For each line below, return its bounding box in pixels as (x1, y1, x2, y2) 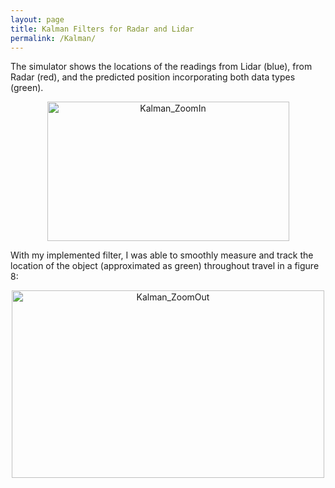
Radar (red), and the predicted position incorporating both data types (10, 71, 296, 83)
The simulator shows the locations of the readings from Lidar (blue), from (10, 61, 313, 73)
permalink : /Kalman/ (10, 33, 97, 43)
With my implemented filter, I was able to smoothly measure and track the (10, 249, 314, 261)
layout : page (10, 14, 65, 25)
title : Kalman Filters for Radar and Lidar (10, 24, 195, 34)
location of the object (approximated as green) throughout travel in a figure (10, 260, 320, 272)
